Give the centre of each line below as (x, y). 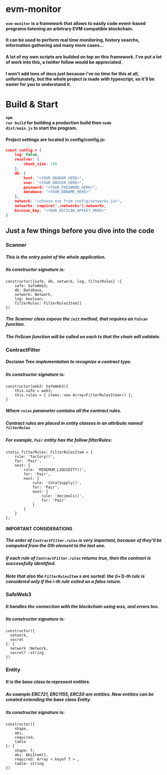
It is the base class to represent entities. (48, 682)
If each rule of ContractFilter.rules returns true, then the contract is (78, 558)
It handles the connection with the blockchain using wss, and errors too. (82, 606)
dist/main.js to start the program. (42, 128)
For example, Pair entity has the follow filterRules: (59, 440)
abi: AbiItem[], (32, 755)
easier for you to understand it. (39, 84)
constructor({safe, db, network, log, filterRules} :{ (64, 282)
